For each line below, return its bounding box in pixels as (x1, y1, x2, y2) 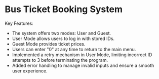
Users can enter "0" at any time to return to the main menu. (12, 46, 136, 52)
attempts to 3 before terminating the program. (12, 57, 108, 63)
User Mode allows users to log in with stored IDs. (12, 35, 115, 42)
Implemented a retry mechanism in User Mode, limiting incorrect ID (12, 52, 152, 58)
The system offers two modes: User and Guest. (12, 30, 111, 36)
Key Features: (5, 20, 33, 26)
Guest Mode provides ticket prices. (12, 41, 86, 47)
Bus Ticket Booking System (5, 4, 123, 15)
